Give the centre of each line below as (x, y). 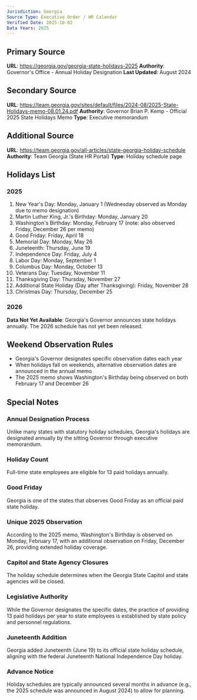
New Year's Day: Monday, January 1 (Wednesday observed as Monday (101, 204)
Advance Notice (30, 671)
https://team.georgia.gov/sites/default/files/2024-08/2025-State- (99, 105)
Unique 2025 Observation (44, 522)
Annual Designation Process (48, 419)
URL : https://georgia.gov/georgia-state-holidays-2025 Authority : (86, 66)
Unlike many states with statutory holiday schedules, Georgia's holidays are (98, 432)
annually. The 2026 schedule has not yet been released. (75, 326)
